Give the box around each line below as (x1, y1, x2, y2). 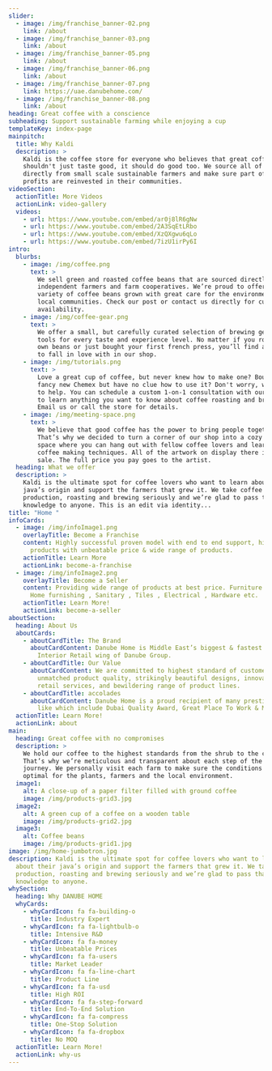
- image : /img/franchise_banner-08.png (15, 95, 151, 103)
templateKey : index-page (8, 125, 92, 133)
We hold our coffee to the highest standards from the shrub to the (23, 750, 259, 758)
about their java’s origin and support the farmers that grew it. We (15, 862, 255, 870)
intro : (8, 245, 31, 253)
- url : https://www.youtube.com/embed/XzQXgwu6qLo (23, 230, 198, 239)
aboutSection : (8, 614, 57, 622)
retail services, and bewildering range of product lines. (37, 682, 241, 690)
